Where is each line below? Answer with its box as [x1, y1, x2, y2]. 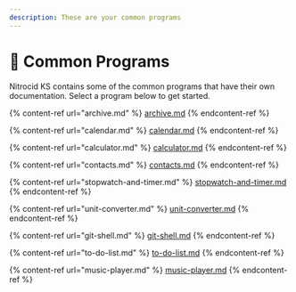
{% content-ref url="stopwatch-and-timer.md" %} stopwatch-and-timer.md [9, 176, 287, 187]
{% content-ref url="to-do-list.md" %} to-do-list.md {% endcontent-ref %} [9, 247, 284, 258]
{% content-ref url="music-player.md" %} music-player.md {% [9, 264, 241, 275]
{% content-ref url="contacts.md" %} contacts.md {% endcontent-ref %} [9, 159, 279, 170]
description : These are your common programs [9, 12, 181, 22]
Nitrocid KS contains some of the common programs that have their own [9, 81, 275, 92]
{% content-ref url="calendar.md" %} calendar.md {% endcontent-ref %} [9, 125, 279, 135]
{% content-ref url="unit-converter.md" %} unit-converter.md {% [9, 203, 250, 214]
